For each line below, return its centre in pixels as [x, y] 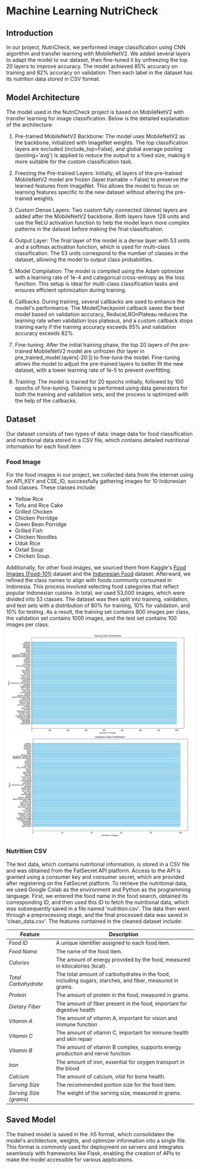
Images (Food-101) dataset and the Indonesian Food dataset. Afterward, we [99, 574]
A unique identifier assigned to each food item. [113, 943]
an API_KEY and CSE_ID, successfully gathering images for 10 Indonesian [96, 481]
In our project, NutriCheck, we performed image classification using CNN [96, 47]
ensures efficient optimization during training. [71, 290]
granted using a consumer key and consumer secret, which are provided [95, 876]
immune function [77, 1024]
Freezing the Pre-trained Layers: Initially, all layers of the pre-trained [99, 173]
